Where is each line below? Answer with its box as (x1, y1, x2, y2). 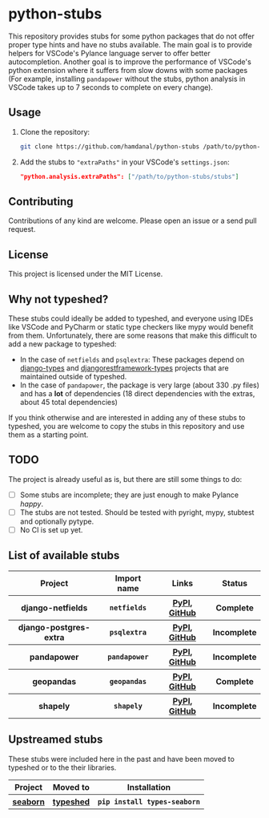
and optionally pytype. (19, 516, 94, 526)
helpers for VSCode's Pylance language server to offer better (8, 48, 211, 58)
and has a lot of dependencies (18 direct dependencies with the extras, (19, 388, 255, 398)
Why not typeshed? (8, 292, 109, 306)
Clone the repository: (19, 127, 90, 136)
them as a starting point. (8, 430, 89, 439)
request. (8, 225, 36, 234)
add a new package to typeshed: (8, 338, 117, 349)
